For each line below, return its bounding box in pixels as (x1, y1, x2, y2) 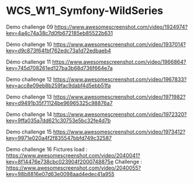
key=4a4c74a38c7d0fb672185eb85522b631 (6, 29, 113, 36)
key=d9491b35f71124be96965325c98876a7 (6, 99, 113, 106)
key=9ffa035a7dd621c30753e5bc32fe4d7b (6, 117, 111, 124)
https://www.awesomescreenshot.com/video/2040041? (6, 152, 140, 159)
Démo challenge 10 (6, 41, 53, 48)
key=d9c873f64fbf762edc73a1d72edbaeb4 (6, 47, 112, 54)
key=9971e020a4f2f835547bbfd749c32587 (6, 134, 112, 141)
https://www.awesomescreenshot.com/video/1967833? (53, 76, 187, 83)
